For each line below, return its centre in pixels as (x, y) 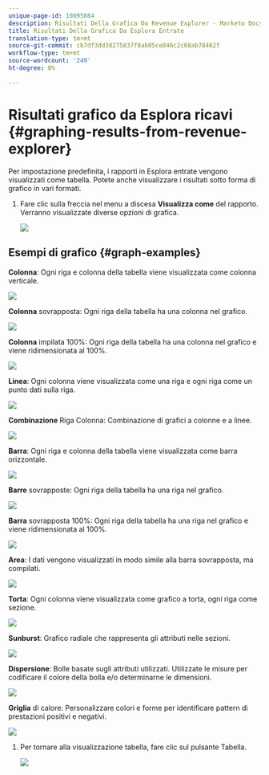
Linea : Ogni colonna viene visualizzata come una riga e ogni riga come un (130, 381)
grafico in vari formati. (45, 188)
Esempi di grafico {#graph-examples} (105, 253)
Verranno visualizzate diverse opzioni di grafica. (99, 212)
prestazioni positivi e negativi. (57, 716)
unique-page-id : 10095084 (51, 16)
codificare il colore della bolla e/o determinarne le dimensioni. (110, 677)
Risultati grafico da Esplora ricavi (120, 114)
